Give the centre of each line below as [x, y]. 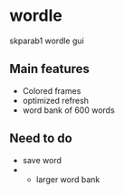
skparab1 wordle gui [47, 41]
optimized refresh [55, 100]
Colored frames [52, 90]
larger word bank [68, 179]
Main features [50, 69]
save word [42, 160]
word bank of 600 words [68, 110]
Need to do [41, 139]
